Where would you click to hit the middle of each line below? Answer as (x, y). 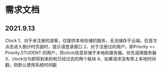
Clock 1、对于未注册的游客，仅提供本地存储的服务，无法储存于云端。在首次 (81, 40)
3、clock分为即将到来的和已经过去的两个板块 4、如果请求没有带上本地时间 (81, 59)
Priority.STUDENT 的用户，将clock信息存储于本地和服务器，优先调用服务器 (81, 53)
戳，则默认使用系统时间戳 (31, 65)
